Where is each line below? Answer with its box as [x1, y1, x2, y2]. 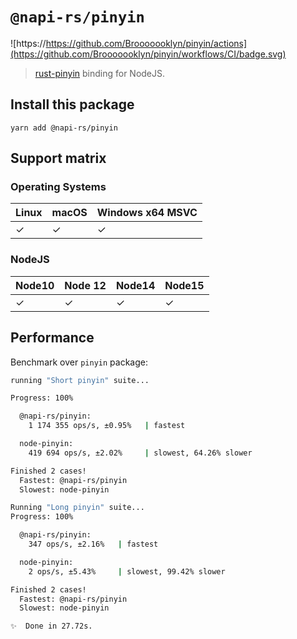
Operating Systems [10, 180, 107, 194]
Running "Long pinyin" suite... [10, 503, 145, 513]
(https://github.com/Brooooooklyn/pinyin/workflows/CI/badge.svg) [10, 48, 287, 60]
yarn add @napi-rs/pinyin [10, 123, 118, 133]
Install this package [10, 96, 135, 113]
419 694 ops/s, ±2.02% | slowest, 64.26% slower [28, 448, 253, 458]
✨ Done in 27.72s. [10, 621, 93, 632]
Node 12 [64, 278, 107, 292]
